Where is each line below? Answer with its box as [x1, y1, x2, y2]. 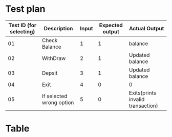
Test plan [5, 3, 46, 15]
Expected [99, 22, 123, 29]
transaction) [128, 102, 159, 109]
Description [44, 25, 73, 32]
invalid [128, 95, 145, 103]
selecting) [10, 28, 35, 35]
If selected [41, 92, 68, 100]
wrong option [41, 99, 74, 106]
